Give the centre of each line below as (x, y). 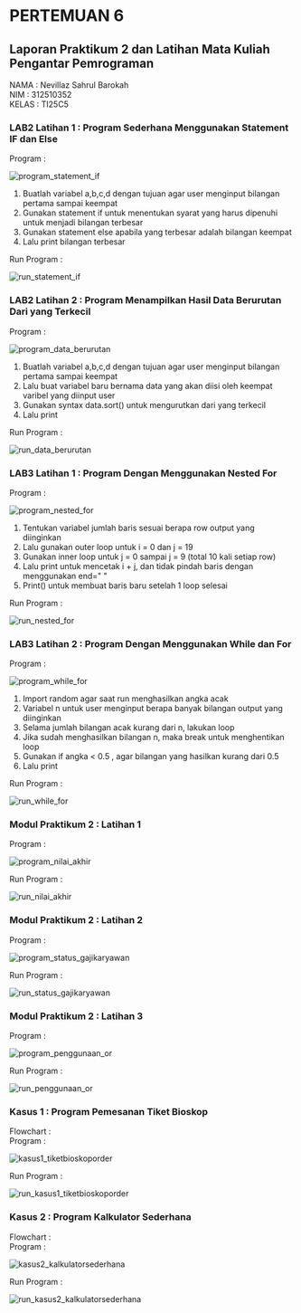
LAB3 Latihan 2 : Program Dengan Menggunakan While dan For (150, 643)
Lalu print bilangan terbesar (74, 242)
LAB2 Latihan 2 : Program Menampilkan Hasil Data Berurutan (146, 300)
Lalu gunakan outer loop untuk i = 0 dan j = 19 (108, 547)
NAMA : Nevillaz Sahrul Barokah (69, 85)
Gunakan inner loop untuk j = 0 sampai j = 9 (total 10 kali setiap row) (149, 557)
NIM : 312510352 (41, 95)
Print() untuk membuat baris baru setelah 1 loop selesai (125, 585)
